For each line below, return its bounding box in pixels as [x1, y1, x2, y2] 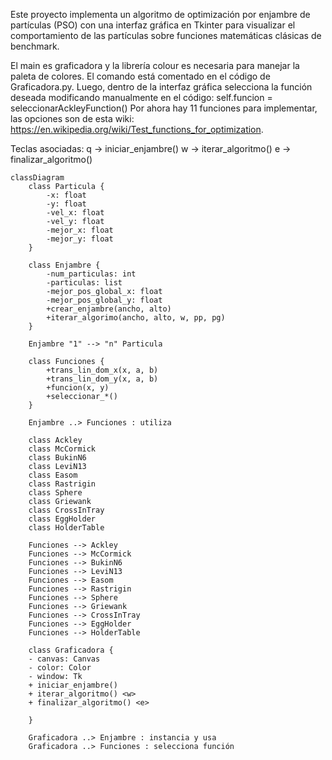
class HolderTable [28, 523, 105, 533]
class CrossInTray [28, 505, 105, 515]
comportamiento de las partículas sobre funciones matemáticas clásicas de [10, 30, 322, 41]
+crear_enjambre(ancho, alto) [46, 304, 172, 314]
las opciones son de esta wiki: [10, 113, 135, 124]
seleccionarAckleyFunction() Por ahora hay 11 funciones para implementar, [10, 102, 318, 114]
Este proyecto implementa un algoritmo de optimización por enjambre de [10, 9, 311, 20]
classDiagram [10, 173, 65, 183]
